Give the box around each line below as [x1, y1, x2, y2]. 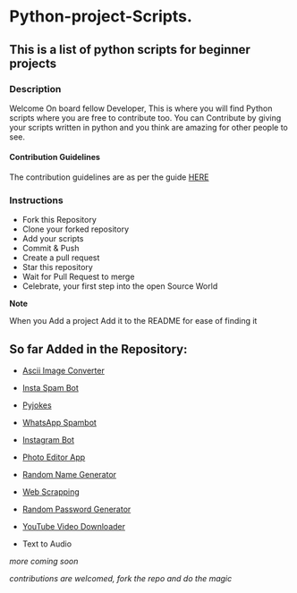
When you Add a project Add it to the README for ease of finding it [9, 316, 258, 326]
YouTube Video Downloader [21, 521, 126, 532]
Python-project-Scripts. [9, 6, 192, 27]
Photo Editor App [21, 452, 86, 462]
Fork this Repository [21, 215, 97, 225]
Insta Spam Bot [21, 383, 79, 394]
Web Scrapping [21, 487, 81, 497]
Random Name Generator [21, 470, 117, 480]
